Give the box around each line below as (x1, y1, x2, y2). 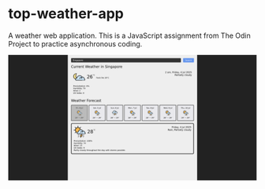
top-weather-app (8, 5, 124, 23)
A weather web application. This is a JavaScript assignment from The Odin (8, 31, 251, 40)
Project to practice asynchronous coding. (8, 39, 143, 48)
